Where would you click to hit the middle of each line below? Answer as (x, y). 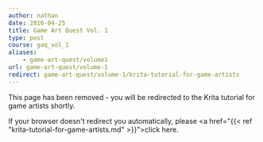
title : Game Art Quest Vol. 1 (58, 30)
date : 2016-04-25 (37, 23)
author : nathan (33, 15)
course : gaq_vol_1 (39, 45)
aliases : (23, 52)
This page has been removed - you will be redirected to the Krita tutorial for (132, 97)
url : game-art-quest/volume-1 (58, 67)
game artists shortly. (42, 106)
